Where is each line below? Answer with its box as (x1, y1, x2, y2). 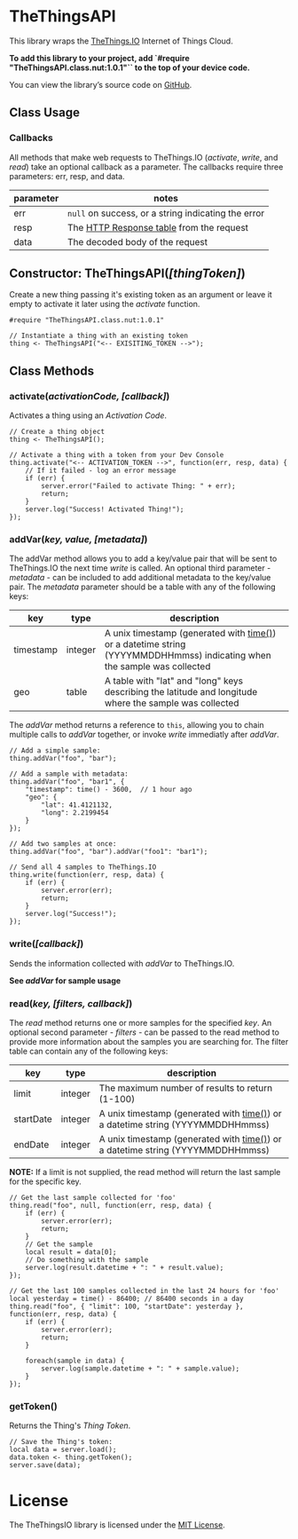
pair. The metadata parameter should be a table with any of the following (9, 581, 277, 592)
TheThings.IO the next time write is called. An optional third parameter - (9, 563, 271, 573)
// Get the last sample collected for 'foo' (9, 1194, 176, 1203)
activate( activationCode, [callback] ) (9, 390, 170, 402)
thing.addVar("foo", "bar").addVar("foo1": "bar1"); (9, 848, 208, 856)
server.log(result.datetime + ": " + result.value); (25, 1263, 224, 1273)
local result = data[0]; (25, 1248, 117, 1257)
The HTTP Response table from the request (67, 221, 249, 233)
